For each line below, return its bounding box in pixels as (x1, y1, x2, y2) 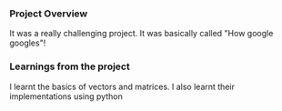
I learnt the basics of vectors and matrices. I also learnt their (9, 81, 235, 92)
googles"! (9, 37, 46, 48)
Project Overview (9, 7, 88, 20)
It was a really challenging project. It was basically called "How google (9, 28, 274, 39)
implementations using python (9, 90, 123, 102)
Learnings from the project (9, 60, 130, 73)
